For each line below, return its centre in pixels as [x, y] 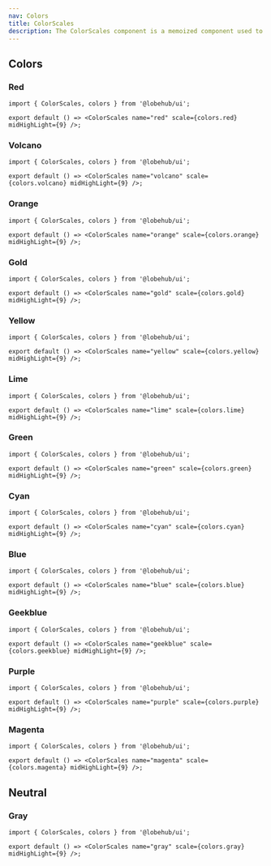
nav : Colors [28, 16]
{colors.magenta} [38, 768]
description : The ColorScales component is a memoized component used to [136, 31]
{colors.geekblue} [39, 651]
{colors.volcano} [38, 183]
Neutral [28, 793]
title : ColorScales [41, 24]
